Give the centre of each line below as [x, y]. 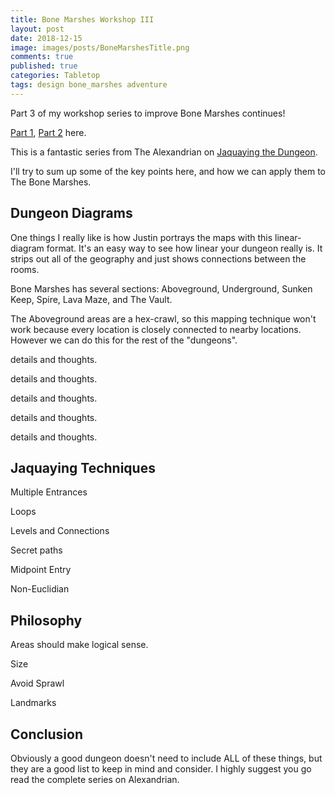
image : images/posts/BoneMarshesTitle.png [100, 47]
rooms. [25, 269]
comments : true [42, 57]
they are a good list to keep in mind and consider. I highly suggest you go [161, 769]
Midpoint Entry [41, 570]
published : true [44, 66]
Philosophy [46, 620]
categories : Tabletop [55, 76]
